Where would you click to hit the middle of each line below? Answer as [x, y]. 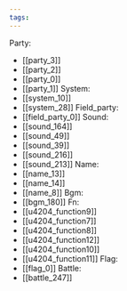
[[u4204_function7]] [59, 221]
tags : [19, 17]
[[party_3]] [41, 60]
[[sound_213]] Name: [60, 164]
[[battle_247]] [47, 278]
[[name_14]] [44, 182]
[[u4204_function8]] [60, 230]
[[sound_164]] [47, 126]
